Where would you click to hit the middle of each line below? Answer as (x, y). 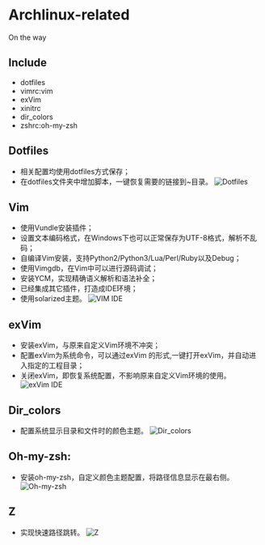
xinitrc (31, 108)
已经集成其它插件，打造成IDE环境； (79, 288)
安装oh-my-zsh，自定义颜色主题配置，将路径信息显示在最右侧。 (127, 477)
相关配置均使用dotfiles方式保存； (75, 171)
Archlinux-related (69, 15)
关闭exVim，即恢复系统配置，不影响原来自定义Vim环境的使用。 (125, 376)
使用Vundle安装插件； (57, 228)
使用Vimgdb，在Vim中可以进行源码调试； (89, 268)
